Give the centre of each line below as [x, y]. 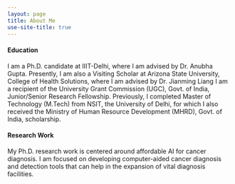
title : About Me [31, 21]
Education [23, 50]
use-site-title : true [40, 27]
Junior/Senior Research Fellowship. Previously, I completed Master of [109, 96]
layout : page [27, 14]
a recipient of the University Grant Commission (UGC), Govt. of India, [109, 88]
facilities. [21, 174]
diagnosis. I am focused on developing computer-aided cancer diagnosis [115, 158]
